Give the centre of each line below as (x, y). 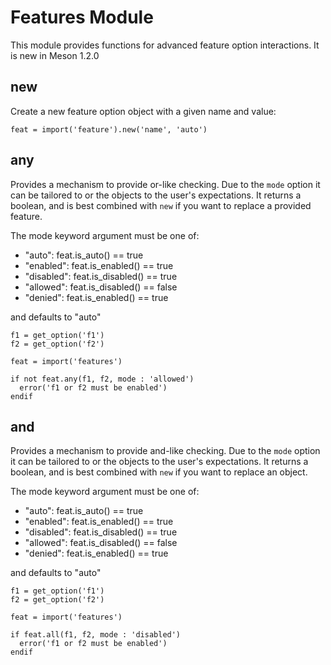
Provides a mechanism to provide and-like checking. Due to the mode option (165, 451)
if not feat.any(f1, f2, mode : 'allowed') (102, 379)
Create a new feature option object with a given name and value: (143, 111)
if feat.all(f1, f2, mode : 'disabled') (96, 635)
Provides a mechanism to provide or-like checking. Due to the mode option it (165, 184)
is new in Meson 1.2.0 (55, 55)
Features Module (82, 17)
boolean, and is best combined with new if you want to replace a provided (161, 205)
